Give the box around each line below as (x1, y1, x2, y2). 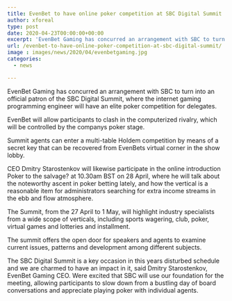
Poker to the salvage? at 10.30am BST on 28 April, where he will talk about (7, 172, 220, 180)
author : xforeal (7, 17, 54, 24)
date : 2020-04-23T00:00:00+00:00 (7, 29, 104, 37)
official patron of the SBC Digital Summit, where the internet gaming (7, 95, 201, 103)
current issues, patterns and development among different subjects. (7, 243, 202, 251)
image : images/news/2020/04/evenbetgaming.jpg (7, 49, 148, 56)
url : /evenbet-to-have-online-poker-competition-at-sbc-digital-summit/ (7, 42, 222, 49)
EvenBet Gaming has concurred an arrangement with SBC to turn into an (7, 87, 215, 95)
